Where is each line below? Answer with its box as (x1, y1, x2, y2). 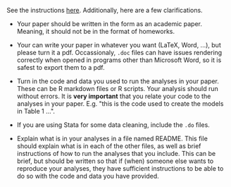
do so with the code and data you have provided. (16, 172, 159, 180)
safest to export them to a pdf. (16, 64, 105, 71)
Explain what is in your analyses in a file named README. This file (16, 134, 208, 143)
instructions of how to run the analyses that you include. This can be (16, 150, 216, 157)
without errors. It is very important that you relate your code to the (16, 92, 211, 100)
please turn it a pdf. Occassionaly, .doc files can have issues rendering (16, 49, 223, 56)
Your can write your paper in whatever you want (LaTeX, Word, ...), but (16, 41, 221, 49)
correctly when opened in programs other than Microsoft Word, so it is (16, 56, 222, 64)
